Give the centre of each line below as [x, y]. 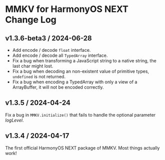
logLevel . [14, 120]
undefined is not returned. [39, 77]
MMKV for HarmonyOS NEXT [67, 9]
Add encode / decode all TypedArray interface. [60, 55]
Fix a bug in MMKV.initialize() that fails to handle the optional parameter [80, 115]
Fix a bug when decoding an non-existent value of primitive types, [80, 71]
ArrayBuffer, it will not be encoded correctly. [58, 87]
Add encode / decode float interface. [51, 50]
